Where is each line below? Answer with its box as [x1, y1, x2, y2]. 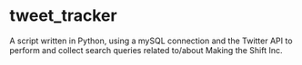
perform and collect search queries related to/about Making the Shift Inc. [9, 44, 284, 55]
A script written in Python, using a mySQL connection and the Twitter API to [9, 35, 293, 46]
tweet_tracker [9, 5, 117, 26]
